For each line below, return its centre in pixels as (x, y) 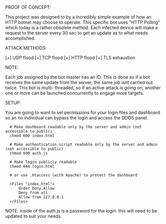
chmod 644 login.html (32, 166)
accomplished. (20, 38)
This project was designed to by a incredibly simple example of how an (78, 17)
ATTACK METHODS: (26, 48)
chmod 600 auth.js (29, 153)
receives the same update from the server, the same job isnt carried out (79, 82)
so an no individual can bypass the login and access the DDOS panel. (77, 118)
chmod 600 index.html (32, 136)
